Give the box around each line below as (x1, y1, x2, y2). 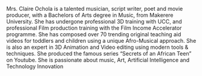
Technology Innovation (6, 63, 64, 70)
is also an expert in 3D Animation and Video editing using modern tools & (6, 43, 189, 51)
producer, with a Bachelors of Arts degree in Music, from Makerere (6, 11, 174, 19)
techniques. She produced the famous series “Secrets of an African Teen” (6, 50, 192, 57)
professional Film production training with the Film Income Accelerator (6, 24, 182, 31)
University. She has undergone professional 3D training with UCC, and (6, 18, 182, 25)
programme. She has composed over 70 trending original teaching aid (6, 31, 181, 38)
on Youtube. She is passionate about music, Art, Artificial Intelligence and (6, 57, 190, 63)
